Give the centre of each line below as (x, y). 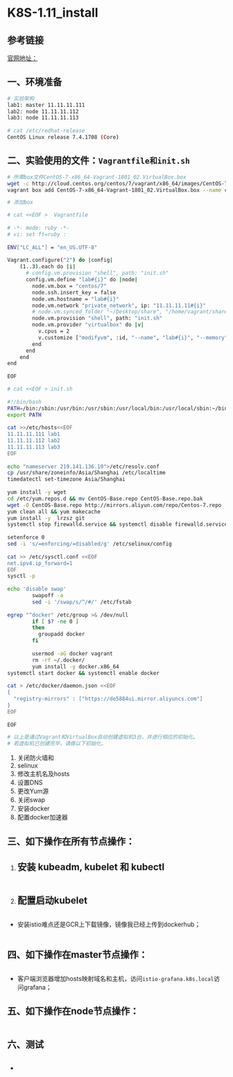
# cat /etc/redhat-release (46, 131)
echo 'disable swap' (37, 589)
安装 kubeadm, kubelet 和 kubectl (91, 867)
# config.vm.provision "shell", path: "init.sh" (97, 273)
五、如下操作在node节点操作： (73, 1011)
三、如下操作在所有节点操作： (71, 841)
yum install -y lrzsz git (46, 518)
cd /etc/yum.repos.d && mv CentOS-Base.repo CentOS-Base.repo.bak (105, 499)
